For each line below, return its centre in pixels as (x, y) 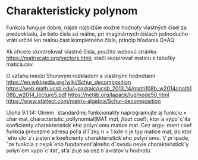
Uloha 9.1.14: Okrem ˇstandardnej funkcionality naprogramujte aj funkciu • (96, 112)
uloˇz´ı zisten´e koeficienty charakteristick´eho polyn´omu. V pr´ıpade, (104, 137)
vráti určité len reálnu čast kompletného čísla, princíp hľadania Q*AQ (90, 40)
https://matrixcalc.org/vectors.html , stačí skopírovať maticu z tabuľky (91, 58)
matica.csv (20, 64)
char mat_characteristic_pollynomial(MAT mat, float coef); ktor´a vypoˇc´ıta (98, 119)
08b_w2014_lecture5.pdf (37, 95)
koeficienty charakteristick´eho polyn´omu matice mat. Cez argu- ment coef (99, 125)
